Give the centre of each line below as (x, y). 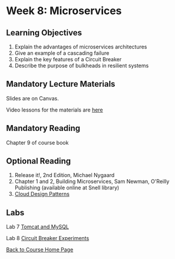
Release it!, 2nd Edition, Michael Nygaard (65, 175)
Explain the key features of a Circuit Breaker (68, 59)
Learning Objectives (44, 33)
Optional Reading (39, 161)
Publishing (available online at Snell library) (67, 188)
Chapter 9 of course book (37, 142)
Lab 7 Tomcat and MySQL (38, 227)
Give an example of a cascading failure (62, 53)
